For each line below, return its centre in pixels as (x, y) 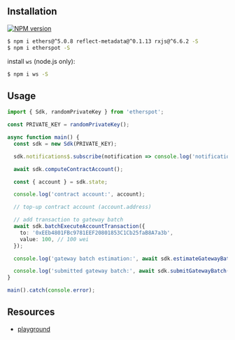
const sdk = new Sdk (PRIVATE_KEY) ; (65, 144)
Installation (32, 12)
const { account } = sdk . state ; (61, 182)
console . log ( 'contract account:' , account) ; (79, 195)
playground (34, 329)
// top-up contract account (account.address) (83, 207)
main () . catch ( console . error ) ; (51, 290)
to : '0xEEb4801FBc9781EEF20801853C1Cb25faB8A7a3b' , (97, 233)
